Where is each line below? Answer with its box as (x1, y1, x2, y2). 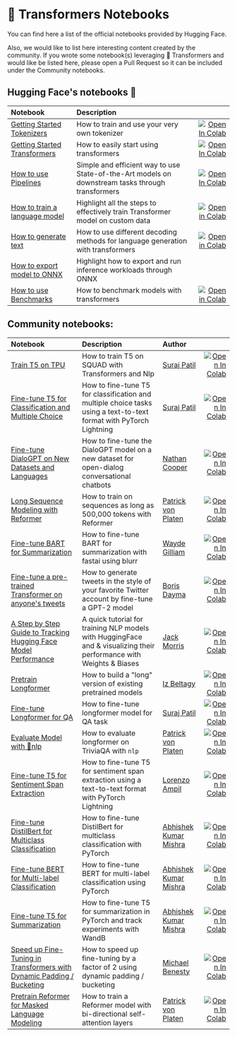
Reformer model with (82, 1000, 152, 1009)
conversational (82, 471, 131, 481)
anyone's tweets (11, 598, 66, 608)
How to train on (82, 491, 133, 501)
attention (82, 1017, 111, 1027)
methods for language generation (76, 236, 188, 246)
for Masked (11, 1000, 49, 1009)
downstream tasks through (76, 177, 166, 187)
